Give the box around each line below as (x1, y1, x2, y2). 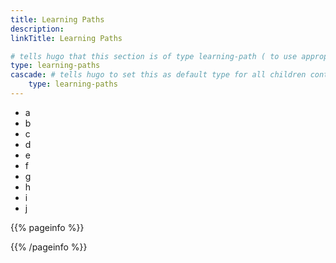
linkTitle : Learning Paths (10, 33, 123, 43)
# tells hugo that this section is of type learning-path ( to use (10, 51, 298, 61)
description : (10, 24, 65, 34)
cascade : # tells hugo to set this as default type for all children (10, 70, 307, 80)
